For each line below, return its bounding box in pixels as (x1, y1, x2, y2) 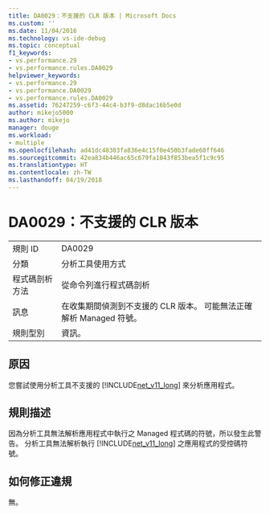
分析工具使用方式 (61, 258, 126, 269)
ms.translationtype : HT (8, 161, 88, 169)
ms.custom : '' (8, 19, 56, 27)
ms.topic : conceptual (8, 42, 81, 50)
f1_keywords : (8, 49, 52, 57)
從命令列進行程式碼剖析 (61, 279, 150, 290)
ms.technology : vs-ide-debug (8, 34, 106, 43)
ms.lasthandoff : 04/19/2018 (8, 176, 103, 185)
